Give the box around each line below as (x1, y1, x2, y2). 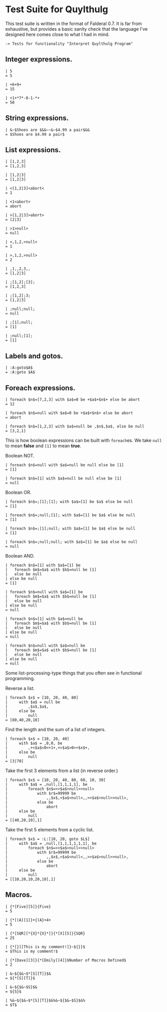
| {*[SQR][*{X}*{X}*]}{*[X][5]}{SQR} (5, 931, 86, 936)
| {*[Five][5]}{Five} (5, 904, 51, 909)
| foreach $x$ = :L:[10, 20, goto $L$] (5, 836, 90, 841)
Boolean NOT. (5, 453, 35, 459)
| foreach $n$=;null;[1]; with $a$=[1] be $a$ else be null (5, 513, 136, 518)
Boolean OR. (5, 489, 32, 495)
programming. (5, 676, 35, 681)
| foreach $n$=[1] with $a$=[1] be (5, 563, 81, 568)
